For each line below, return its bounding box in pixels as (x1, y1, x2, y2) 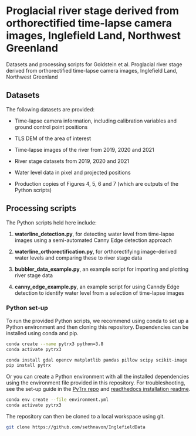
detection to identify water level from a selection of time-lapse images (14, 289, 184, 297)
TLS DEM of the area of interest (14, 135, 92, 142)
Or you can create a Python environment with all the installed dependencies (6, 373, 190, 380)
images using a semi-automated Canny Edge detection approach (14, 236, 172, 244)
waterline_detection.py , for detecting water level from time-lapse (14, 230, 174, 237)
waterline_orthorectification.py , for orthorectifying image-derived (14, 248, 177, 255)
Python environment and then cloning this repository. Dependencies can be (6, 323, 189, 331)
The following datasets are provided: (6, 105, 95, 113)
